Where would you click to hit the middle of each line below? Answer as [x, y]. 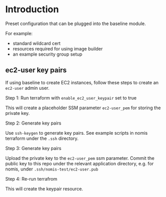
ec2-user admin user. [27, 88]
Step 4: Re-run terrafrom [31, 179]
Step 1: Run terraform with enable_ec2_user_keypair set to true [71, 97]
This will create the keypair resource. [44, 189]
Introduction [32, 9]
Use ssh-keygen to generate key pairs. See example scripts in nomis [77, 133]
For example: [19, 33]
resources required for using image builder [58, 48]
